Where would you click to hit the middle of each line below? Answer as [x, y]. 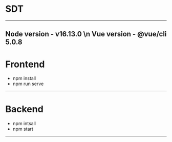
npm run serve [28, 84]
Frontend [25, 64]
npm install [24, 78]
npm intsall [24, 124]
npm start [23, 129]
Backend [24, 109]
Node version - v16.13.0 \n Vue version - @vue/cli [86, 34]
